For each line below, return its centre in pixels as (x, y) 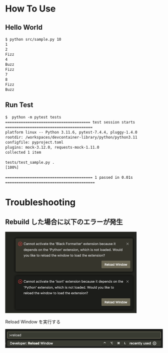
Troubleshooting (40, 202)
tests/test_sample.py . (30, 162)
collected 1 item (23, 152)
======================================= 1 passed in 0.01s (69, 177)
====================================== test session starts (70, 122)
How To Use (30, 9)
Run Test (19, 105)
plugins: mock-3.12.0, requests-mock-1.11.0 (52, 147)
